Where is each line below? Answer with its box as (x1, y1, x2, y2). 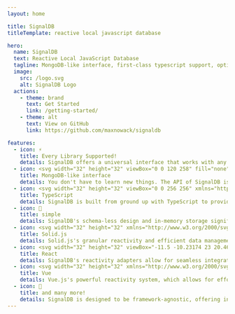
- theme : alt (20, 114, 58, 121)
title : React (20, 250, 58, 257)
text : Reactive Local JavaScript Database (13, 55, 139, 62)
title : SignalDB (7, 22, 55, 30)
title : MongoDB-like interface (20, 172, 111, 179)
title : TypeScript (20, 191, 73, 198)
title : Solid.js (20, 231, 68, 238)
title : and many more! (20, 289, 86, 296)
